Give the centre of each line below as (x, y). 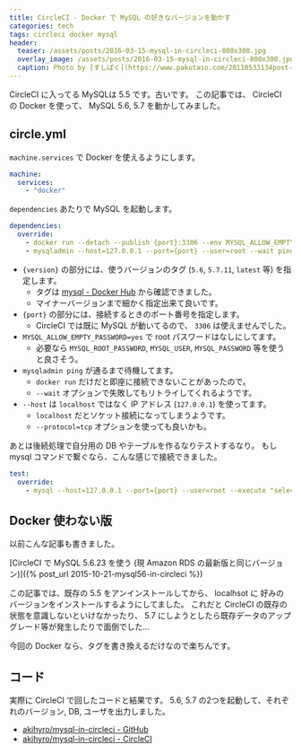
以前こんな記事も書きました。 (64, 544)
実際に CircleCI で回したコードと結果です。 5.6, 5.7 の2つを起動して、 (138, 700)
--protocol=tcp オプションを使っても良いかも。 (124, 426)
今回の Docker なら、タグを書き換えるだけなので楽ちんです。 (122, 646)
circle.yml (38, 134)
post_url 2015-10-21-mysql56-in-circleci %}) (121, 574)
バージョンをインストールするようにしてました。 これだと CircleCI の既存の (149, 604)
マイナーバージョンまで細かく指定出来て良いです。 (129, 302)
